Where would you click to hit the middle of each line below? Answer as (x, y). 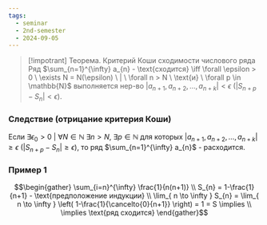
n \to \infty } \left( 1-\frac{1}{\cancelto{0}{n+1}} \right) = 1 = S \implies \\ (134, 204)
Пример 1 (28, 170)
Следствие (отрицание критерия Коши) (90, 119)
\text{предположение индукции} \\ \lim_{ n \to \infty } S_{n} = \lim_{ (147, 195)
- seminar (32, 23)
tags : (17, 16)
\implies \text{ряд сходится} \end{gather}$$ (134, 213)
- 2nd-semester (41, 30)
